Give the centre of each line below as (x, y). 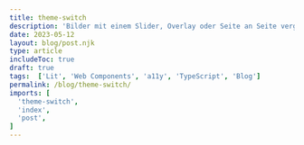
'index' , (34, 110)
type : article (36, 51)
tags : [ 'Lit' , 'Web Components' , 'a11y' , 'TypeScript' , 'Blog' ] (135, 77)
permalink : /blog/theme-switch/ (70, 85)
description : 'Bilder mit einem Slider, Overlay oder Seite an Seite (143, 26)
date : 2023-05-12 (42, 34)
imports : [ (30, 93)
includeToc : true (42, 59)
